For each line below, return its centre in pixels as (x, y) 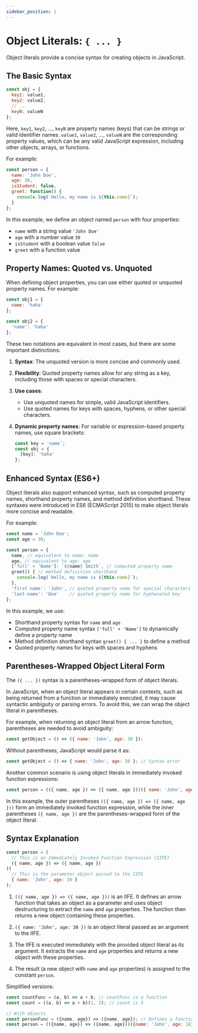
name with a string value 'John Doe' (57, 231)
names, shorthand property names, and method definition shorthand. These (98, 499)
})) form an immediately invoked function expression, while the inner (90, 807)
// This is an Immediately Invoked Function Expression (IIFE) (90, 858)
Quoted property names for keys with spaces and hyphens (86, 647)
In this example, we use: (35, 611)
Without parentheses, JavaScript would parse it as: (68, 751)
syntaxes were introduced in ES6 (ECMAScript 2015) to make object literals (97, 505)
